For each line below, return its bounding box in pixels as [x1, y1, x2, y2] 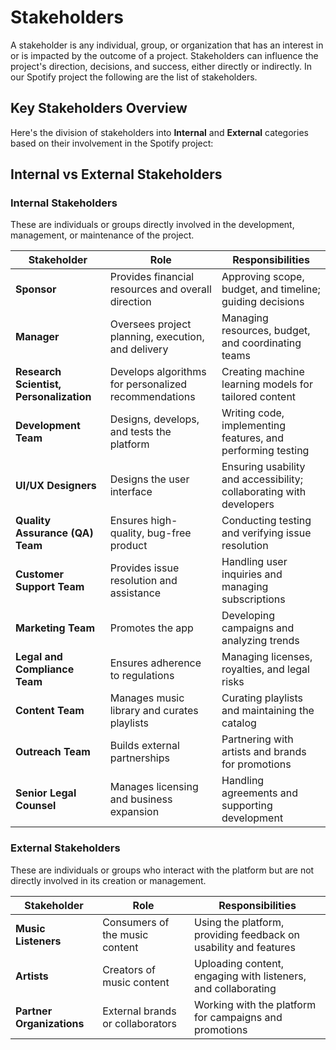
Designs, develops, [109, 412, 200, 426]
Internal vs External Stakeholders [10, 166, 223, 183]
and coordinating [221, 336, 302, 350]
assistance [109, 586, 162, 600]
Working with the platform [194, 997, 317, 1011]
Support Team [15, 580, 85, 594]
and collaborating [194, 981, 277, 995]
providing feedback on [194, 927, 301, 941]
